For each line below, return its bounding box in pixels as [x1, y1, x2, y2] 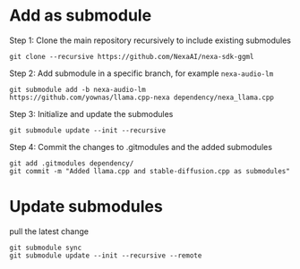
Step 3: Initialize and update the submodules [9, 108, 174, 119]
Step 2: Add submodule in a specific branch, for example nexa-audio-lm [9, 68, 274, 79]
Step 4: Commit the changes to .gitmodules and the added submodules [9, 141, 273, 152]
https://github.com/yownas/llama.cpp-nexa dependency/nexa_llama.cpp [9, 93, 275, 102]
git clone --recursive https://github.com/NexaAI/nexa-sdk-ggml [9, 52, 254, 61]
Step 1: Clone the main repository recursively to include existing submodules [9, 35, 291, 46]
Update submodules [9, 197, 163, 217]
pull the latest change [9, 225, 90, 237]
